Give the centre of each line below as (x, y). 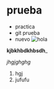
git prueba (27, 32)
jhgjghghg (19, 62)
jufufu (22, 80)
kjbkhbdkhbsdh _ (27, 50)
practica (25, 27)
